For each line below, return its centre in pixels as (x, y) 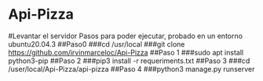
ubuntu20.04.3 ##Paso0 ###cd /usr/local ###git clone (97, 44)
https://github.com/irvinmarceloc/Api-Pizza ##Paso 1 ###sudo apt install (126, 52)
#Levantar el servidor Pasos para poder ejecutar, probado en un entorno (126, 36)
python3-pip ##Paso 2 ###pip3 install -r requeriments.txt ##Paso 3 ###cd (129, 61)
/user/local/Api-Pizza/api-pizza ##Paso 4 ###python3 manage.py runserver (131, 69)
